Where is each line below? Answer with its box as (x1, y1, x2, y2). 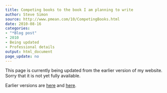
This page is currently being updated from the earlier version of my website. (5, 67, 163, 73)
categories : (5, 26, 30, 31)
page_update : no (5, 53, 39, 59)
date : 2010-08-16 (5, 21, 42, 26)
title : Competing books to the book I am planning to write (5, 7, 134, 12)
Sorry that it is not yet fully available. (5, 73, 81, 79)
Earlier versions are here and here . (5, 82, 77, 88)
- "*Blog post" (5, 30, 37, 35)
